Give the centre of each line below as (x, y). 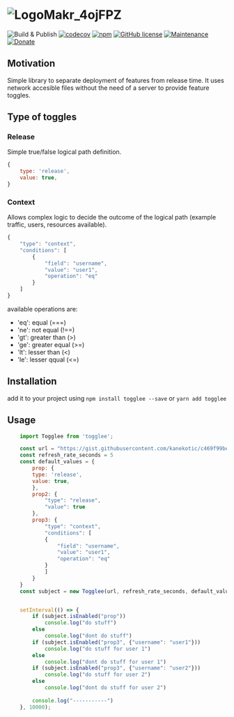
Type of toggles (42, 117)
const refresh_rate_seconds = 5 (67, 455)
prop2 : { (45, 494)
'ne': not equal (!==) (46, 330)
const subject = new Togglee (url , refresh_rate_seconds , (104, 591)
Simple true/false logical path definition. (64, 152)
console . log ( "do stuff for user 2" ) (97, 675)
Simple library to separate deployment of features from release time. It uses (116, 80)
